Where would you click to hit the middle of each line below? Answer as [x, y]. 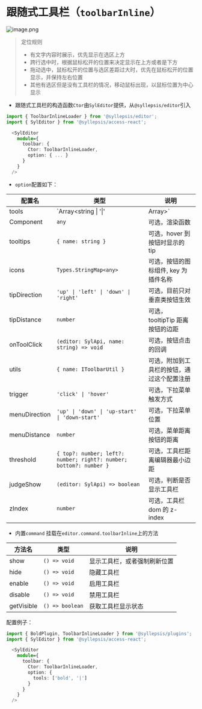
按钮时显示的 [167, 243]
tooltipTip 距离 [168, 320]
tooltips [20, 241]
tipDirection [26, 294]
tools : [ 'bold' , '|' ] [60, 678]
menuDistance [30, 435]
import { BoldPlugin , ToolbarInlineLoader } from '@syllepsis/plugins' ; [99, 633]
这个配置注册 [173, 379]
